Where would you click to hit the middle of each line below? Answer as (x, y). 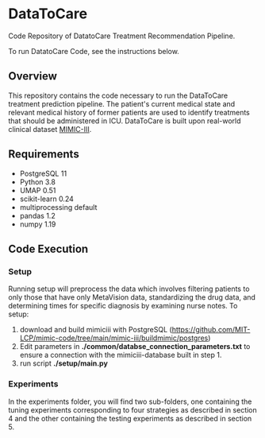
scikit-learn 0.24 (46, 199)
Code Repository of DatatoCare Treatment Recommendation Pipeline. (122, 36)
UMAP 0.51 (38, 190)
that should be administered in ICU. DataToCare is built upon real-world (125, 121)
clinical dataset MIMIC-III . (50, 129)
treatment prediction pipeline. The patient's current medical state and (122, 103)
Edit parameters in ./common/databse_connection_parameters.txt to (135, 347)
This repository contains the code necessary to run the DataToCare (118, 95)
